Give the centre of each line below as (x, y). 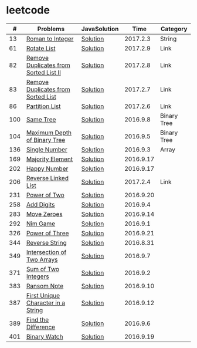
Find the (38, 319)
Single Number (47, 149)
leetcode (28, 10)
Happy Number (47, 168)
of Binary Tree (46, 140)
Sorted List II (44, 72)
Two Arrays (42, 259)
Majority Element (50, 159)
